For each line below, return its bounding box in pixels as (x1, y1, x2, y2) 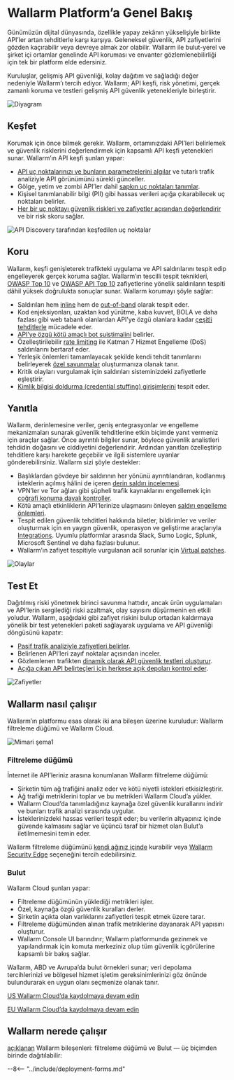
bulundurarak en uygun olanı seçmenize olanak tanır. (7, 978, 159, 986)
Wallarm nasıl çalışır (7, 698, 97, 710)
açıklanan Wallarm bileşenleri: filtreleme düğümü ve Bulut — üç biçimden (7, 1044, 217, 1052)
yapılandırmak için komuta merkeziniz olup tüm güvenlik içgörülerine (17, 942, 215, 950)
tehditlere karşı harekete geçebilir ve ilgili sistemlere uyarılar (7, 450, 180, 459)
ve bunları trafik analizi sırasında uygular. (17, 807, 136, 815)
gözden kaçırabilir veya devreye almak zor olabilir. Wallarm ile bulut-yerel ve (7, 43, 226, 51)
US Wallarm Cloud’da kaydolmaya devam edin (7, 991, 140, 999)
